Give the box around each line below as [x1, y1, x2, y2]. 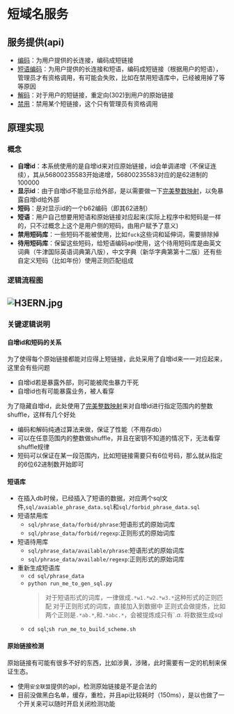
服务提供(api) [7, 36, 65, 48]
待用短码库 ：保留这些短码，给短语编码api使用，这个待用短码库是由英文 [17, 238, 221, 247]
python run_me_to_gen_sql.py [27, 580, 113, 587]
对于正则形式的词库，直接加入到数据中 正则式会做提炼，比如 [53, 602, 226, 610]
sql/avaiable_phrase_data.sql [25, 504, 114, 511]
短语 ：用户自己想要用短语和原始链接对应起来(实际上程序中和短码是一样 [17, 212, 221, 221]
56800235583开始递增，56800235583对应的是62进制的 [45, 170, 208, 178]
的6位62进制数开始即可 [17, 460, 84, 469]
